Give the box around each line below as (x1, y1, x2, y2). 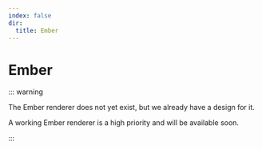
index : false (8, 11, 52, 20)
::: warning (8, 87, 44, 96)
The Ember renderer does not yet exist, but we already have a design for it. (8, 103, 256, 112)
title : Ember (15, 26, 59, 34)
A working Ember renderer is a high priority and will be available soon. (8, 118, 240, 127)
